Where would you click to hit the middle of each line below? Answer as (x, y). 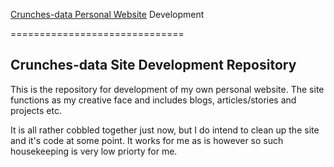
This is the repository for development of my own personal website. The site (167, 89)
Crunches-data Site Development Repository (153, 65)
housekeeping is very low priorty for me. (94, 151)
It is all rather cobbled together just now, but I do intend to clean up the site (165, 130)
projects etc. (36, 110)
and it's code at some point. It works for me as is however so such (147, 140)
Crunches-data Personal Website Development (107, 14)
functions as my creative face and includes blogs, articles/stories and (153, 100)
